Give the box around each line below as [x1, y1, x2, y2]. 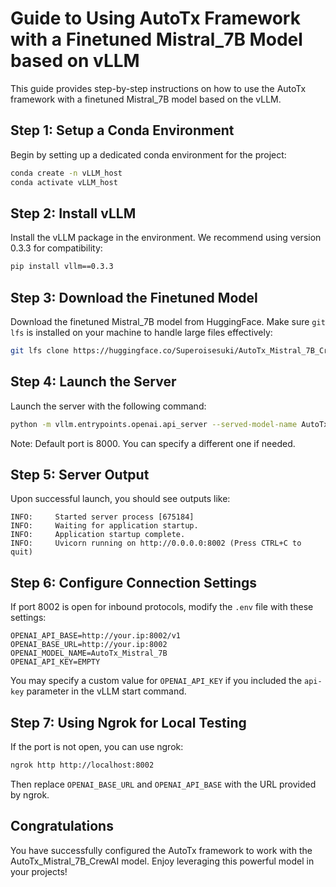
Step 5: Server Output [10, 466, 150, 483]
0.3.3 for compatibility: [10, 242, 103, 254]
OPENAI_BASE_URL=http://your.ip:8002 [10, 640, 168, 650]
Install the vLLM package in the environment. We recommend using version [10, 232, 322, 244]
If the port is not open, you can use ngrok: [10, 741, 184, 752]
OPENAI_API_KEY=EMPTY [10, 657, 101, 667]
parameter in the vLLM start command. [26, 685, 187, 697]
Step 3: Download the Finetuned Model [10, 289, 258, 306]
